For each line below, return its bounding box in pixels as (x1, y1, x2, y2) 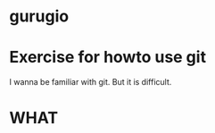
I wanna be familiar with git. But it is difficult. (9, 77, 172, 87)
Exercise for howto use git (9, 47, 207, 68)
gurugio (9, 6, 70, 27)
